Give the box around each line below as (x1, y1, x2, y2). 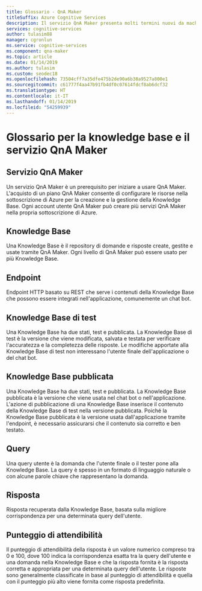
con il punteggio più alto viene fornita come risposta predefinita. (6, 578, 165, 586)
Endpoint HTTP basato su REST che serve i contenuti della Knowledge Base (6, 289, 194, 296)
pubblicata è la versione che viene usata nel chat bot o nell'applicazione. (6, 394, 186, 401)
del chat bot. (6, 354, 38, 361)
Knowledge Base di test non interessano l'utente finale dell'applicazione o (6, 348, 189, 355)
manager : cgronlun (6, 37, 52, 43)
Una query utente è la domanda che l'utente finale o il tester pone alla (6, 459, 179, 467)
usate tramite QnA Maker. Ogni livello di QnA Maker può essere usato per (6, 249, 188, 256)
